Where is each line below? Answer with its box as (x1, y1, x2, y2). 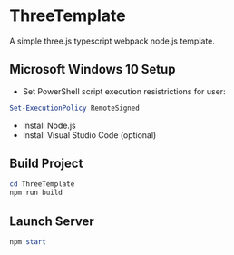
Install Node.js (22, 120, 76, 131)
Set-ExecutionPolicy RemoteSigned (9, 103, 141, 113)
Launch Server (9, 213, 95, 229)
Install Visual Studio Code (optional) (22, 129, 157, 141)
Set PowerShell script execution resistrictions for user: (22, 85, 226, 96)
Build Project (9, 156, 83, 172)
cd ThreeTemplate (9, 180, 75, 189)
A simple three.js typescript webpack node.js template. (9, 35, 216, 46)
